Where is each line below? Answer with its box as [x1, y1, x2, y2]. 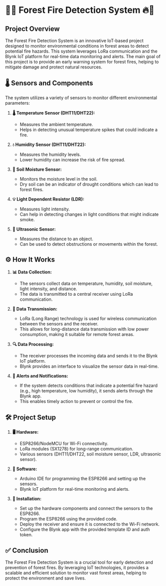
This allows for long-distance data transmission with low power [19, 326, 149, 332]
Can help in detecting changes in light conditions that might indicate [19, 211, 159, 217]
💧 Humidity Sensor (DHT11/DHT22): [12, 141, 86, 147]
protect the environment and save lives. [5, 575, 86, 581]
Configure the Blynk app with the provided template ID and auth [19, 526, 150, 532]
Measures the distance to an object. [19, 236, 93, 242]
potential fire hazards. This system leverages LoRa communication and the [5, 48, 158, 54]
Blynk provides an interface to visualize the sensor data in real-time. [19, 363, 159, 369]
